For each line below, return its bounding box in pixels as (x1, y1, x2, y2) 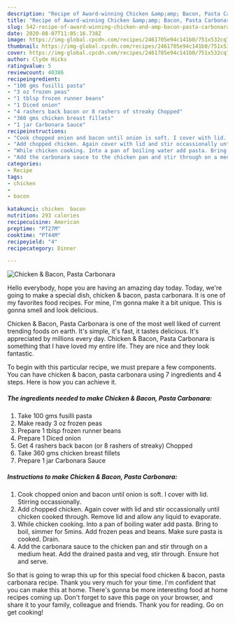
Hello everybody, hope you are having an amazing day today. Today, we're (7, 283, 222, 292)
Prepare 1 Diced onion (17, 434, 82, 443)
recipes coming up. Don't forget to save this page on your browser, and (7, 594, 213, 602)
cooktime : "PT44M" (7, 232, 61, 239)
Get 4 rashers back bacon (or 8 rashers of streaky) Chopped (17, 441, 193, 450)
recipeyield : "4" (7, 238, 58, 246)
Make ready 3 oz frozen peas (17, 419, 103, 428)
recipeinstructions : (7, 128, 68, 135)
